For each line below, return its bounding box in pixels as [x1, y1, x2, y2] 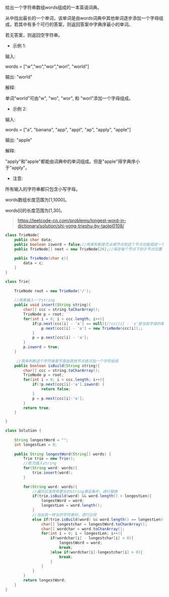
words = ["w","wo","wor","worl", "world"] [5, 63, 90, 69]
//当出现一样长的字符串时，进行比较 [32, 512, 97, 517]
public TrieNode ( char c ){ [14, 256, 69, 261]
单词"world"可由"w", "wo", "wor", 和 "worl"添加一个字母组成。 [5, 95, 133, 101]
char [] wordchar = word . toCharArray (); [41, 526, 125, 532]
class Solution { [5, 428, 42, 434]
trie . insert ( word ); [32, 470, 73, 475]
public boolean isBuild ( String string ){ [14, 363, 100, 368]
